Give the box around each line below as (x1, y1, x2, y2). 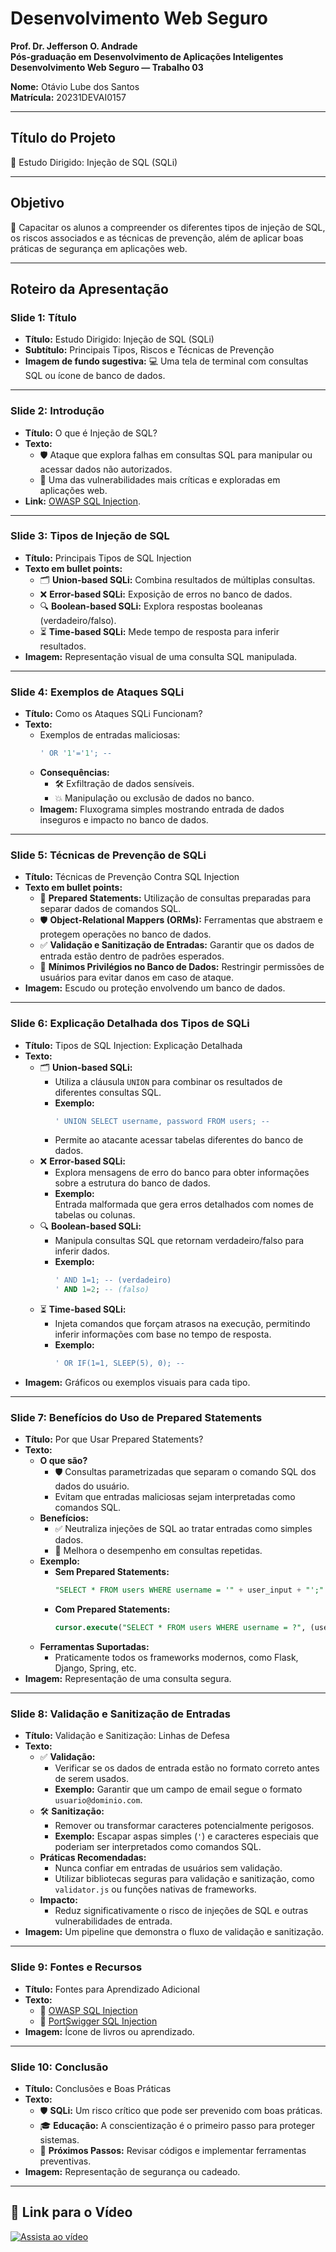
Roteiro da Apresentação (10, 280, 169, 297)
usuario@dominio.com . (54, 1794, 143, 1806)
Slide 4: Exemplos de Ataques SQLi (10, 685, 185, 699)
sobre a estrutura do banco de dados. (54, 1177, 211, 1189)
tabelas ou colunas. (54, 1209, 136, 1221)
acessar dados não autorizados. (39, 463, 173, 475)
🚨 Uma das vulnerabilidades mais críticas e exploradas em (39, 473, 281, 486)
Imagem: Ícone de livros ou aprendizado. (24, 2025, 195, 2037)
